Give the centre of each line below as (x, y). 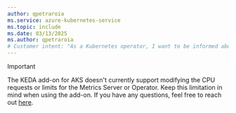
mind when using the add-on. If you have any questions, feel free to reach (114, 95)
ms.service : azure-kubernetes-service (64, 20)
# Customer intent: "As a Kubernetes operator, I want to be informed (113, 46)
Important (21, 66)
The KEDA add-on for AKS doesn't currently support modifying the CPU (111, 80)
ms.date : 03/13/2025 (38, 33)
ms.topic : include (34, 27)
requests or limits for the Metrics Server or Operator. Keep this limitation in (115, 87)
